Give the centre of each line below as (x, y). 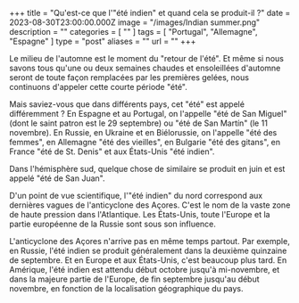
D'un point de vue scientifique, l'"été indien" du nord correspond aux (136, 196)
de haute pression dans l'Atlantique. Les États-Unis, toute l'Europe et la (140, 214)
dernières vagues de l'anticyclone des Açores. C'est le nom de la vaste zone (150, 205)
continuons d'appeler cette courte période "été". (98, 87)
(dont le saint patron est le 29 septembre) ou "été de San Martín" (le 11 (138, 123)
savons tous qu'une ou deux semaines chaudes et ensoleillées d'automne (145, 68)
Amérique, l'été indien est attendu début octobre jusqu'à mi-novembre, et (145, 270)
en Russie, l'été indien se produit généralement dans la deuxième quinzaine (148, 250)
